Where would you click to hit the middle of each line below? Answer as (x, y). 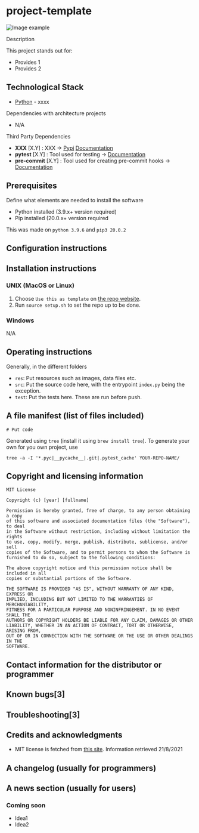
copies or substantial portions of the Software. (69, 579)
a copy (14, 516)
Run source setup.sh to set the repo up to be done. (78, 305)
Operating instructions (49, 352)
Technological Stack (45, 87)
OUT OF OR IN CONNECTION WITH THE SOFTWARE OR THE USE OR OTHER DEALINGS (100, 636)
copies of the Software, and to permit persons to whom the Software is (98, 553)
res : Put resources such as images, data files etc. (75, 378)
